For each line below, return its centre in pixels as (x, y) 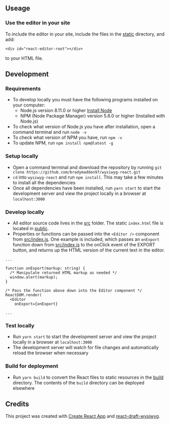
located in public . (31, 228)
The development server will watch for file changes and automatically (86, 348)
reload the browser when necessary (50, 353)
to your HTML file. (24, 58)
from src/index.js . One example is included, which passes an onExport (86, 239)
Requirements (23, 89)
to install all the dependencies (44, 182)
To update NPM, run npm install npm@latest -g (63, 143)
